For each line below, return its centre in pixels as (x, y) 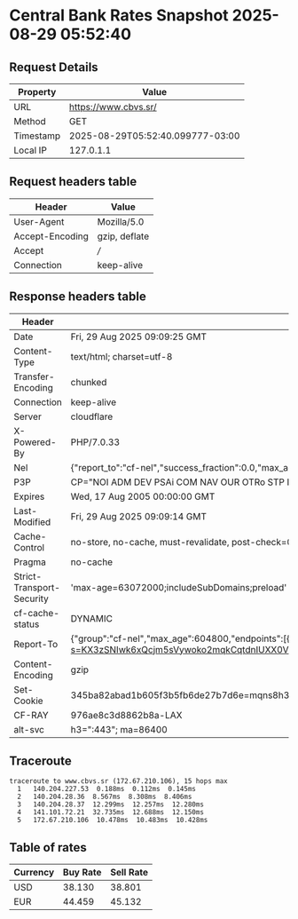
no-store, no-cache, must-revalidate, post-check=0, (183, 542)
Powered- (35, 442)
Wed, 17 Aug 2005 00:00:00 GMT (143, 496)
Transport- (37, 587)
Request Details (54, 67)
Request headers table (73, 182)
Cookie (28, 701)
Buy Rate (82, 873)
